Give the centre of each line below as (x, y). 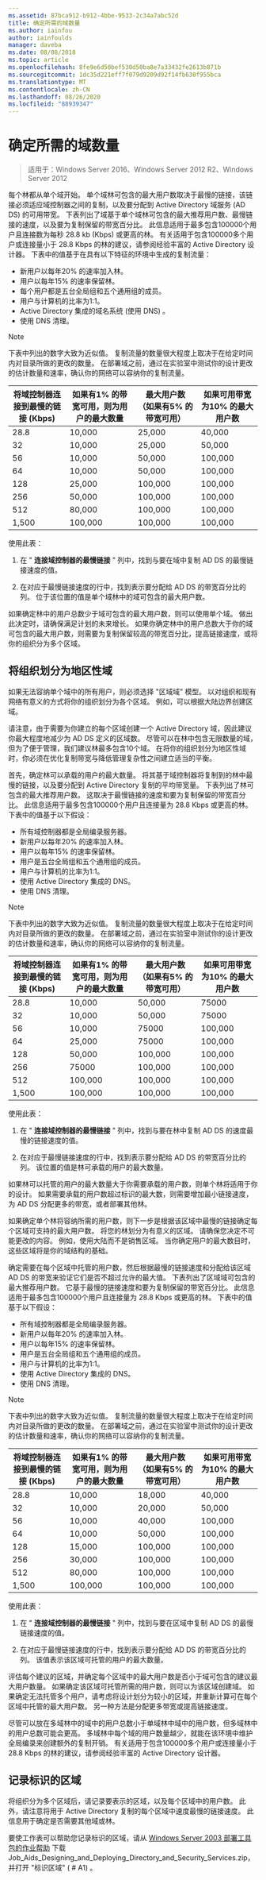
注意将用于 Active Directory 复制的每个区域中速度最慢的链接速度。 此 (142, 1811)
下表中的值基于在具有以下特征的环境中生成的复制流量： (121, 254)
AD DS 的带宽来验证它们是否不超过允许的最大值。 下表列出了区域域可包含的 (132, 1277)
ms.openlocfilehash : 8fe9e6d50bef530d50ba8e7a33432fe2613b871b (115, 68)
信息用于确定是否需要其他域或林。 (64, 1820)
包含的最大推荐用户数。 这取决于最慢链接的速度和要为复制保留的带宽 (120, 794)
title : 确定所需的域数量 (44, 23)
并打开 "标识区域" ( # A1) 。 (53, 1867)
